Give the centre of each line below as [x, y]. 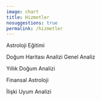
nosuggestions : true [32, 23]
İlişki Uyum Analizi [29, 92]
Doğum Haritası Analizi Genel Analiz [51, 57]
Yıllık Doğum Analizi [31, 69]
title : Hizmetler [28, 17]
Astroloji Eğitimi [26, 45]
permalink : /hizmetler [35, 28]
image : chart [23, 12]
